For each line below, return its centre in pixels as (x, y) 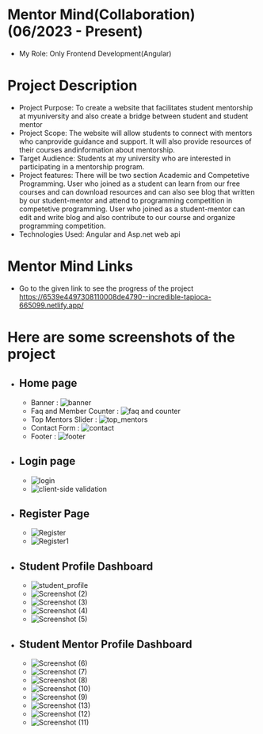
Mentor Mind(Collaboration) (101, 15)
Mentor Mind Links (71, 267)
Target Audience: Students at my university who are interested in (125, 158)
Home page (48, 383)
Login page (47, 461)
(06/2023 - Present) (75, 31)
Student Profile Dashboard (86, 566)
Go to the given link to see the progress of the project (106, 288)
